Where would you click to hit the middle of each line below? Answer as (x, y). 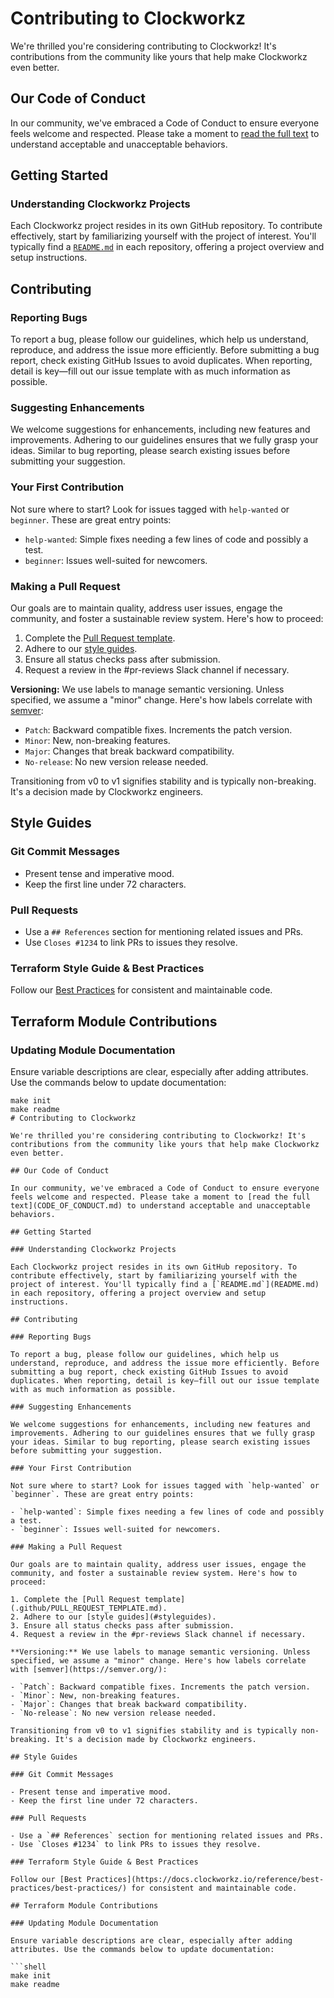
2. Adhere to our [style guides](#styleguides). (113, 1617)
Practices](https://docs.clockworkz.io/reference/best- (205, 1879)
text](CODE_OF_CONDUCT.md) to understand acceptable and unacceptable (160, 1205)
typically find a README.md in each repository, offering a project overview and (167, 247)
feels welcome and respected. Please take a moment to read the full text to (165, 133)
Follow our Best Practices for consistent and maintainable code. (141, 990)
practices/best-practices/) (69, 1888)
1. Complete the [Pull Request (75, 1599)
